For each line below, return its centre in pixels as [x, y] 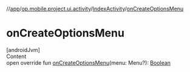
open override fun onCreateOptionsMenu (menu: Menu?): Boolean [89, 62]
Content [16, 56]
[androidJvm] [23, 50]
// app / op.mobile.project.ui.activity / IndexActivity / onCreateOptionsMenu [95, 9]
